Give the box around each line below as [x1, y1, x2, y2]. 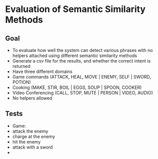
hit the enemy [12, 138, 41, 144]
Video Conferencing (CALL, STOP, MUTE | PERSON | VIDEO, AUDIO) [12, 90, 154, 95]
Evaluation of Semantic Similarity [5, 3, 146, 15]
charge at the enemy [12, 133, 55, 139]
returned [12, 63, 31, 69]
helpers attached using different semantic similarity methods [12, 52, 137, 58]
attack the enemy [12, 128, 48, 134]
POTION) [12, 79, 31, 85]
